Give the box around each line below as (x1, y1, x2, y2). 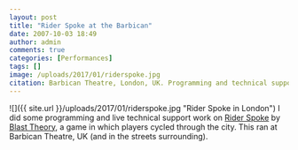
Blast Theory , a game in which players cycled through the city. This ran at (9, 121, 278, 132)
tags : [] (9, 63, 42, 71)
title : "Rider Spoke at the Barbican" (9, 21, 153, 30)
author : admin (9, 37, 62, 47)
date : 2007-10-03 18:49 (9, 29, 98, 38)
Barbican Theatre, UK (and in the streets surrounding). (9, 131, 208, 141)
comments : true (9, 46, 66, 55)
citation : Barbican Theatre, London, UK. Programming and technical (9, 79, 268, 87)
